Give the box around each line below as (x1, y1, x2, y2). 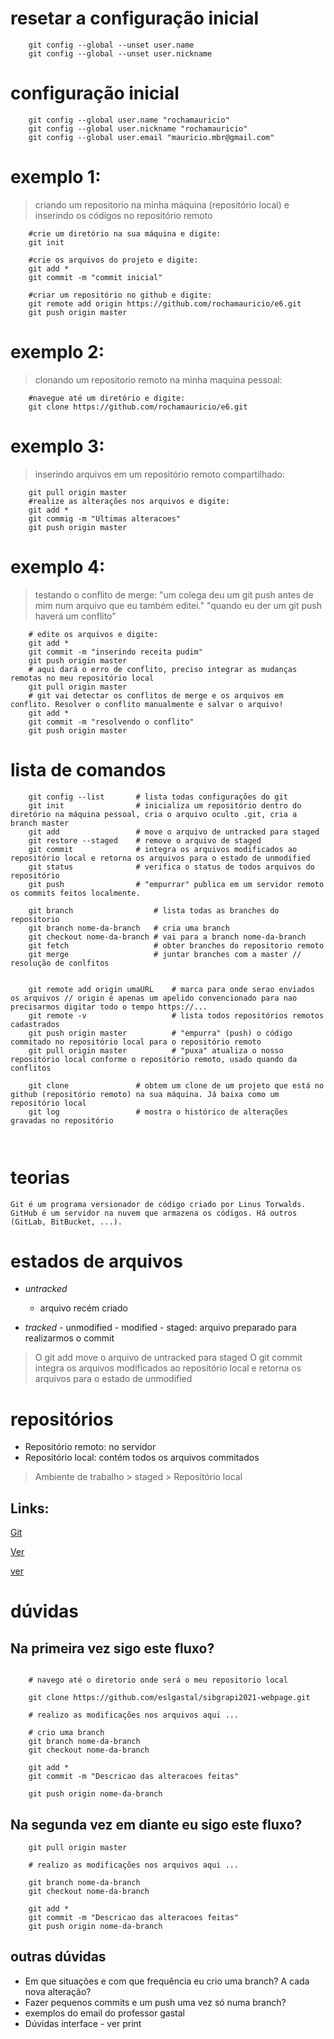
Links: (10, 1500, 50, 1517)
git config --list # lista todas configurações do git (28, 792, 288, 802)
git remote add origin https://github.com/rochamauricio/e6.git (28, 298, 302, 309)
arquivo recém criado (39, 1302, 128, 1314)
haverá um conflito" (34, 610, 117, 622)
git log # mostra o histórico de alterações (28, 1107, 288, 1117)
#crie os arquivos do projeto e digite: (28, 255, 199, 265)
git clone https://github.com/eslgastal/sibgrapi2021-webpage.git (28, 1693, 311, 1703)
